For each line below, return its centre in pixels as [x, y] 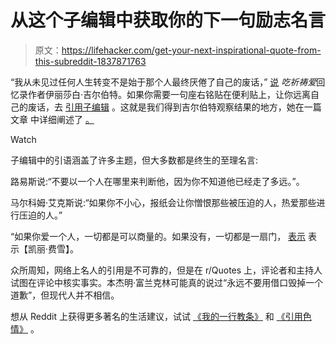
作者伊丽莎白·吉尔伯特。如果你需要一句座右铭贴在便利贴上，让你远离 [169, 94]
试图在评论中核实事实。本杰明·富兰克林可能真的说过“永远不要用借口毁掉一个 [167, 282]
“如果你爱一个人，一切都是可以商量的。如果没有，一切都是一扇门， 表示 [158, 236]
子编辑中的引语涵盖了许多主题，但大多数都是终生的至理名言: [134, 160]
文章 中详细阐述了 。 [52, 119]
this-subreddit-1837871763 [90, 61]
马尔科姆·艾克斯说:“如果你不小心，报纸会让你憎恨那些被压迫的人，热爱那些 [163, 202]
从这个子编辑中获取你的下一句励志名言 [168, 20]
